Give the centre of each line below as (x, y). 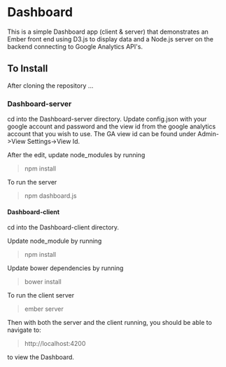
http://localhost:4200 (55, 344)
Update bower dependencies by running (65, 268)
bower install (43, 282)
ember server (44, 309)
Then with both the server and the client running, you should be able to (110, 323)
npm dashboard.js (50, 196)
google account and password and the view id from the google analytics (112, 126)
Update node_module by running (55, 241)
